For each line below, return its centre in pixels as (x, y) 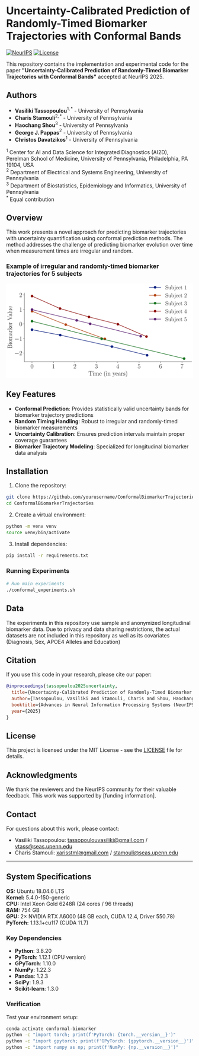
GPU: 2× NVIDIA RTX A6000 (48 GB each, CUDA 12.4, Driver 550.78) (91, 916)
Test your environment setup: (42, 1017)
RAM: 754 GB (23, 910)
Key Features (31, 395)
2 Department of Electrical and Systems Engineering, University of (87, 171)
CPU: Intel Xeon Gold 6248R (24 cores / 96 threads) (70, 904)
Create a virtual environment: (50, 515)
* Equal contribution (30, 199)
